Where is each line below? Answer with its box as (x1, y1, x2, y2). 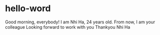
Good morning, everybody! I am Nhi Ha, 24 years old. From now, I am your (5, 19, 156, 25)
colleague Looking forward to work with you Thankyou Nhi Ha (5, 24, 131, 30)
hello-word (5, 3, 51, 14)
